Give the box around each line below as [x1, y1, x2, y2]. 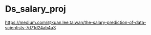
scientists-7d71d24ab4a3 [5, 24, 56, 30]
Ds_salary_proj [5, 3, 66, 15]
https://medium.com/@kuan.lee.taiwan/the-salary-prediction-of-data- [5, 19, 147, 25]
